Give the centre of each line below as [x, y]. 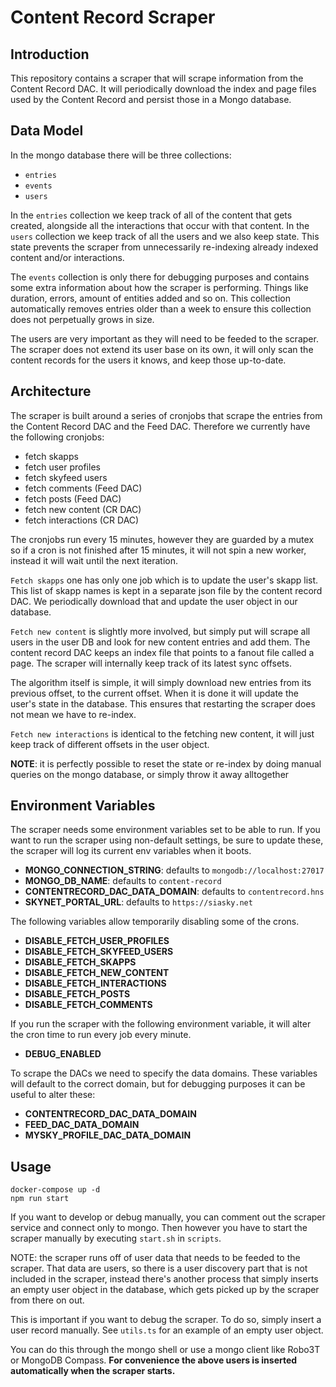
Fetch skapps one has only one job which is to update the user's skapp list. [164, 580]
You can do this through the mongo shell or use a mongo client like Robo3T [165, 1350]
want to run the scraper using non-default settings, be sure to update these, [167, 840]
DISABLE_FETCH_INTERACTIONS [95, 983]
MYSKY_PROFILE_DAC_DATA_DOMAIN [108, 1135]
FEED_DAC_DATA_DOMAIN [82, 1125]
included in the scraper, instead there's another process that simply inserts [164, 1279]
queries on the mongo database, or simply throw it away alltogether [150, 774]
